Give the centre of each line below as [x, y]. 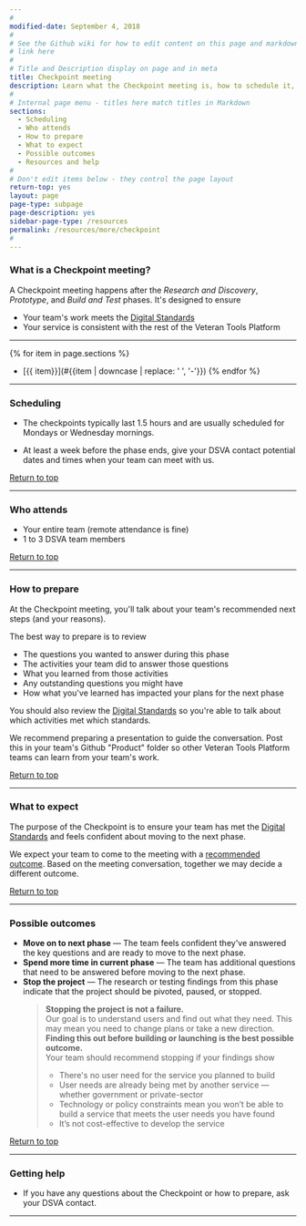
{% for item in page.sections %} [70, 353]
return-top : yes [40, 188]
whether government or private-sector [131, 1095]
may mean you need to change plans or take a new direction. [160, 1029]
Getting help [37, 1174]
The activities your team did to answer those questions [126, 664]
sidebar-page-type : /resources [69, 221]
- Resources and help [59, 162]
